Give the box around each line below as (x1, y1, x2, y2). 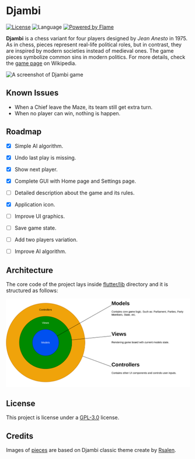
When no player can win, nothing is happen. (14, 109, 121, 117)
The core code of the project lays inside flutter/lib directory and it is (6, 281, 168, 287)
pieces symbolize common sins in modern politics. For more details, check (6, 53, 186, 60)
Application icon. (14, 201, 55, 208)
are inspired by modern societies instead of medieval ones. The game (6, 47, 174, 54)
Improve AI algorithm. (14, 248, 67, 255)
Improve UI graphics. (14, 213, 65, 220)
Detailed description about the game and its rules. (14, 189, 135, 196)
